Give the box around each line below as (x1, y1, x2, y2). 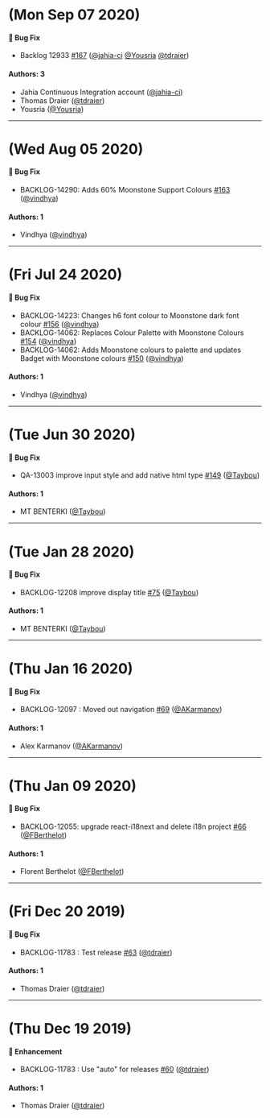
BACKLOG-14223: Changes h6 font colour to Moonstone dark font (19, 310, 239, 320)
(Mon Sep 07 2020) (8, 6, 141, 24)
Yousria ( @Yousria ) (19, 104, 84, 114)
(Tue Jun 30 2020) (8, 425, 136, 444)
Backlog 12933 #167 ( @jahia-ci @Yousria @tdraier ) (19, 51, 190, 60)
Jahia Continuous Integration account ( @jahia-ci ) (19, 87, 183, 97)
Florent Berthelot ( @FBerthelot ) (19, 867, 125, 876)
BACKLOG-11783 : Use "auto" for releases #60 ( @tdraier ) (19, 1065, 210, 1075)
